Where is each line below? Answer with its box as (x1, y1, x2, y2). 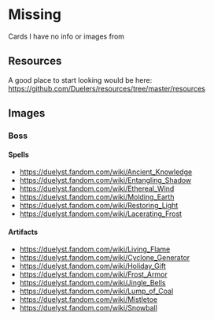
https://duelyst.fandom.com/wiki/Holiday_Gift (19, 262, 167, 271)
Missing (8, 6, 61, 24)
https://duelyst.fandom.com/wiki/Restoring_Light (19, 201, 179, 210)
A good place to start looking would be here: (8, 75, 153, 84)
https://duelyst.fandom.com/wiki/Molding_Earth (19, 192, 175, 202)
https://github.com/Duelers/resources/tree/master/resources (8, 84, 206, 93)
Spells (8, 150, 29, 159)
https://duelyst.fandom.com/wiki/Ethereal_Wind (19, 184, 175, 194)
